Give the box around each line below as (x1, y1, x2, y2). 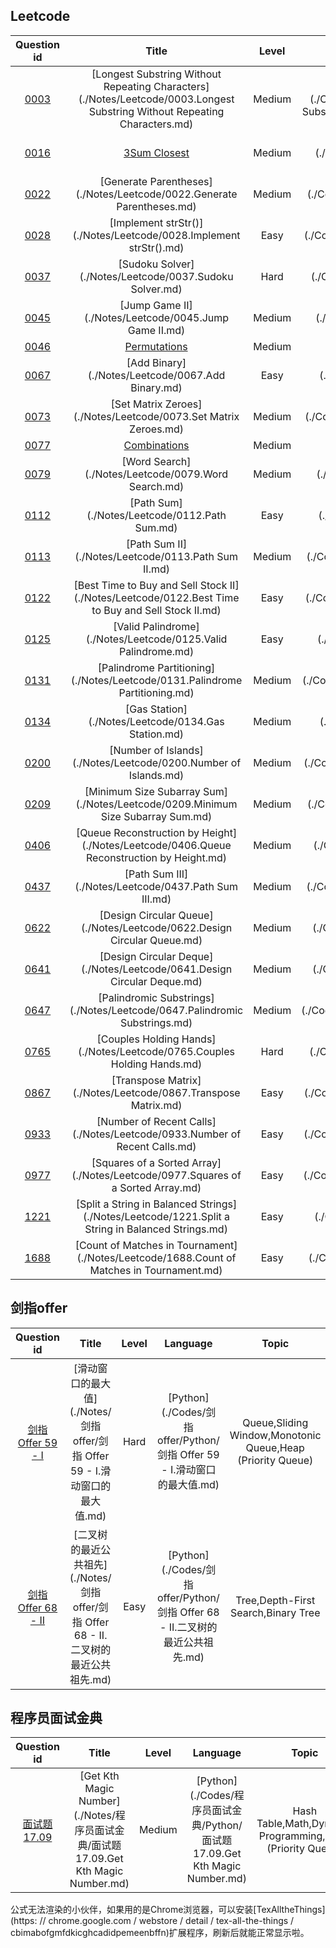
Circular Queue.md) (109, 933, 203, 947)
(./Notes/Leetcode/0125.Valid (85, 632, 228, 646)
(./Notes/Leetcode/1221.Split (82, 1209, 222, 1223)
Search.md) (128, 479, 185, 493)
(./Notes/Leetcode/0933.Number (71, 1127, 229, 1141)
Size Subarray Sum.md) (100, 809, 213, 823)
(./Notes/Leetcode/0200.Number (71, 755, 229, 769)
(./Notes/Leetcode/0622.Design (80, 920, 233, 934)
